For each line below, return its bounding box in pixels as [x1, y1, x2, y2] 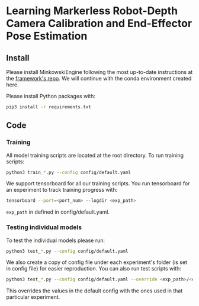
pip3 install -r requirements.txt [6, 104, 92, 110]
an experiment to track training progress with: [6, 186, 118, 194]
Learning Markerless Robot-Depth [6, 4, 178, 18]
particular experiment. [6, 294, 60, 301]
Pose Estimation [6, 30, 88, 43]
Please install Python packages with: [6, 93, 96, 99]
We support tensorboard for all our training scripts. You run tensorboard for [6, 180, 190, 187]
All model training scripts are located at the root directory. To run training [6, 152, 184, 159]
